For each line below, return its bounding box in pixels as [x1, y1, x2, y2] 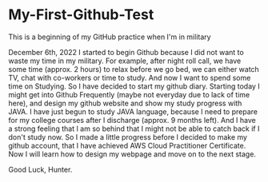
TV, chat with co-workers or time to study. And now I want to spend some [8, 73, 251, 82]
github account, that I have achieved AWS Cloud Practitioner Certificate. [8, 140, 246, 150]
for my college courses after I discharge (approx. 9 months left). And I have [8, 115, 256, 125]
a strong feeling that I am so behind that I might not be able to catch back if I [8, 124, 260, 133]
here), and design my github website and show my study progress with [8, 98, 242, 108]
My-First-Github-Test [8, 6, 154, 24]
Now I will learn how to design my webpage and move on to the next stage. [8, 149, 256, 159]
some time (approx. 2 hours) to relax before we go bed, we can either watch [8, 64, 260, 73]
